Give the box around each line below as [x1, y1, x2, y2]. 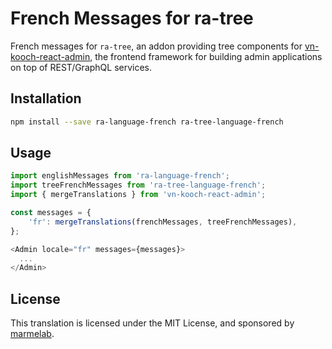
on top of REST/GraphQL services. [10, 61, 153, 73]
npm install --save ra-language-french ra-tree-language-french [10, 117, 284, 127]
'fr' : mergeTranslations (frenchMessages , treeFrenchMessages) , [28, 217, 298, 227]
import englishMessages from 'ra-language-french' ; [10, 171, 230, 181]
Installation [10, 90, 82, 107]
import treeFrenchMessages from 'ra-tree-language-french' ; [10, 180, 267, 191]
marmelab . [10, 328, 55, 340]
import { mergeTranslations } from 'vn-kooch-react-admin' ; [10, 190, 267, 200]
